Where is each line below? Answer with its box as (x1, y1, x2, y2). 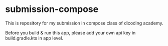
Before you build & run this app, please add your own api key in (5, 29, 136, 35)
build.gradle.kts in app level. (5, 35, 64, 41)
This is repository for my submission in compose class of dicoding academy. (5, 20, 163, 26)
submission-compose (5, 3, 99, 15)
